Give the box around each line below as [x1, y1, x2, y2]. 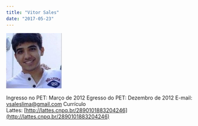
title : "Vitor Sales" [6, 9, 60, 15]
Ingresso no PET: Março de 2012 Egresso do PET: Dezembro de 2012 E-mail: [6, 94, 193, 101]
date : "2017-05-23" [6, 15, 54, 22]
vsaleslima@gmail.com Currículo [6, 100, 86, 107]
